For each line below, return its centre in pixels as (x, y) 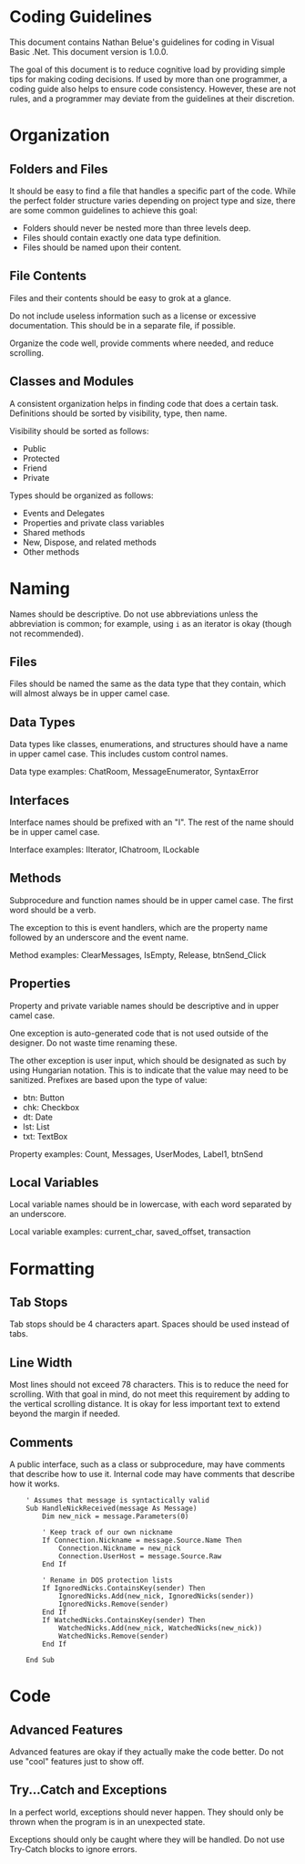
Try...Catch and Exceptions (88, 1790)
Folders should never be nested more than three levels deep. (137, 228)
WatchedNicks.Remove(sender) (113, 1636)
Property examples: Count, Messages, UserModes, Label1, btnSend (137, 1154)
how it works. (35, 1484)
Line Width (41, 1363)
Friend (35, 468)
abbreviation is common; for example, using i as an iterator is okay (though (151, 623)
